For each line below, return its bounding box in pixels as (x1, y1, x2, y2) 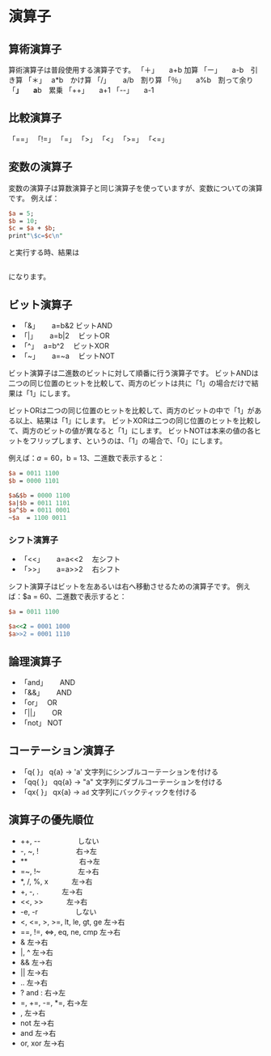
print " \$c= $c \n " (8, 232, 63, 240)
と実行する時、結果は (8, 247, 79, 257)
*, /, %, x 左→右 (19, 876, 93, 886)
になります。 (8, 272, 51, 281)
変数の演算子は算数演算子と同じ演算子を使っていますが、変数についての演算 (8, 183, 263, 192)
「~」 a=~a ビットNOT (19, 351, 116, 361)
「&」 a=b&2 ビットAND (19, 320, 113, 330)
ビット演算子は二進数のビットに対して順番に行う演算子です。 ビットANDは (8, 368, 259, 378)
